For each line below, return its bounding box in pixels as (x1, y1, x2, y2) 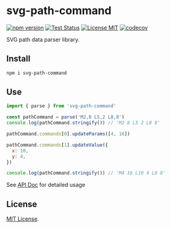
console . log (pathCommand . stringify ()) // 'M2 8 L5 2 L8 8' (6, 120, 161, 126)
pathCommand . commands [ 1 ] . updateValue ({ (6, 142, 108, 148)
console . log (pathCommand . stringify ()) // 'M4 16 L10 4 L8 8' (6, 170, 166, 177)
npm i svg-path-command (6, 70, 67, 76)
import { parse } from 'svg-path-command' (6, 103, 116, 109)
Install (6, 53, 31, 64)
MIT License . (6, 215, 39, 222)
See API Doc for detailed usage (6, 181, 86, 189)
